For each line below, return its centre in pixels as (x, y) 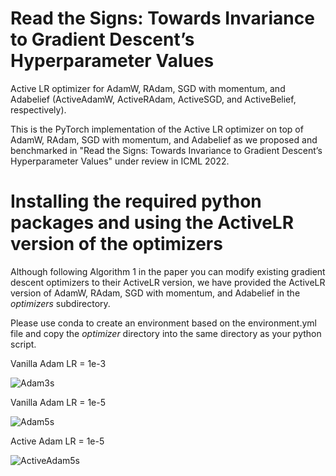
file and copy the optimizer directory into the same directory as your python (166, 333)
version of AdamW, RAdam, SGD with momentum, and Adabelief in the (155, 293)
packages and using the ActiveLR (152, 223)
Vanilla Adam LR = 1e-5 (58, 402)
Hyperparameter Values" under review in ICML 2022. (120, 161)
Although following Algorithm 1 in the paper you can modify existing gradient (168, 271)
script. (23, 344)
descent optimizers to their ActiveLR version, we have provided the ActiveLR (168, 282)
